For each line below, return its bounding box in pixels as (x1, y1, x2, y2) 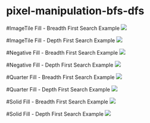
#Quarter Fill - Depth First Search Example (6, 86, 110, 93)
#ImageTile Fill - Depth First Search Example (6, 37, 115, 44)
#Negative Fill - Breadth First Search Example (6, 49, 118, 56)
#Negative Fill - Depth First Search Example (6, 61, 114, 68)
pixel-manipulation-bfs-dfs (6, 4, 145, 18)
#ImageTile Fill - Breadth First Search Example (6, 24, 120, 31)
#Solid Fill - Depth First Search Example (6, 110, 104, 117)
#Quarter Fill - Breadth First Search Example (6, 73, 115, 81)
